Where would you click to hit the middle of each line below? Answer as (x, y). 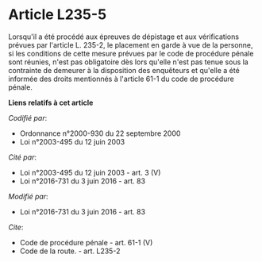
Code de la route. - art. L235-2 (70, 251)
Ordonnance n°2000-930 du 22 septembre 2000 (100, 133)
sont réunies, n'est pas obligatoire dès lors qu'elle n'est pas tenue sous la (128, 62)
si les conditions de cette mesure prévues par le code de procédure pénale (131, 53)
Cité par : (23, 157)
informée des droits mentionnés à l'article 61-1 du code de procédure (121, 79)
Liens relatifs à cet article (51, 102)
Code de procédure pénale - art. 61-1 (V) (86, 242)
